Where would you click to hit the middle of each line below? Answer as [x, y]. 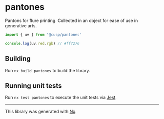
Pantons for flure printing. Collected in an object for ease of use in [72, 20]
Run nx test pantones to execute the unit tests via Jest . [61, 98]
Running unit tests [33, 86]
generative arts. [21, 25]
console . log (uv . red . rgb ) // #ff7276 [42, 43]
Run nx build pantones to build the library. [48, 70]
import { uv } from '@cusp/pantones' [43, 35]
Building [18, 59]
